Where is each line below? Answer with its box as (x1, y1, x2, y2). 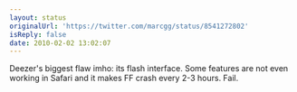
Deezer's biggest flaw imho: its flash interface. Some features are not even (9, 63, 289, 74)
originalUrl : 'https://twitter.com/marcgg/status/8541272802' (9, 22, 249, 31)
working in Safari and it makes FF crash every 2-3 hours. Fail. (9, 73, 239, 84)
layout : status (9, 13, 67, 23)
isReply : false (9, 30, 67, 39)
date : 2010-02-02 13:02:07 (9, 38, 111, 48)
